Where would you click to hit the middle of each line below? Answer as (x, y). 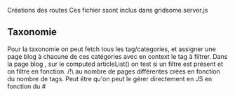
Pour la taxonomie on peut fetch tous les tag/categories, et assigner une (112, 49)
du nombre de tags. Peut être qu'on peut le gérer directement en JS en (110, 78)
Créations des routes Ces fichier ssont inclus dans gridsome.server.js (108, 10)
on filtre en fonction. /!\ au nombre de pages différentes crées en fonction (114, 71)
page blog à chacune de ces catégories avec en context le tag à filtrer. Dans (117, 56)
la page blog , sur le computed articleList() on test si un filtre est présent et (115, 64)
